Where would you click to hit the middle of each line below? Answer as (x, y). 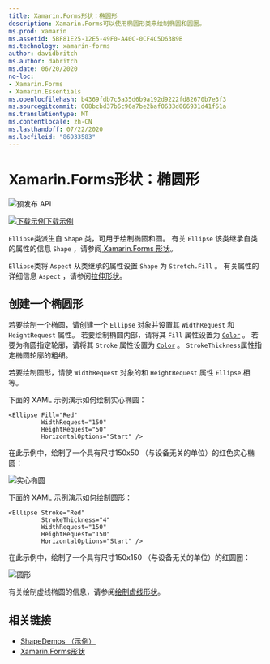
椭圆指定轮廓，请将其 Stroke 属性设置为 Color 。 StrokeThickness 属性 (139, 345)
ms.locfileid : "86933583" (52, 137)
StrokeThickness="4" (76, 520)
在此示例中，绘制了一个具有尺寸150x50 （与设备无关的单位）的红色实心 (128, 453)
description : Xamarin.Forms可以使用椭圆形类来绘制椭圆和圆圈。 (107, 24)
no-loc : (21, 76)
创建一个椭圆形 (46, 304)
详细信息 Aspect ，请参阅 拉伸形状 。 (68, 276)
